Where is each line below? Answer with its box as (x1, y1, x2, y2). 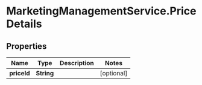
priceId (9, 69, 30, 77)
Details (6, 17, 42, 31)
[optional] (99, 69, 128, 77)
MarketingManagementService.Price (6, 4, 197, 18)
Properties (6, 41, 47, 51)
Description (59, 59, 95, 67)
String (36, 69, 54, 77)
